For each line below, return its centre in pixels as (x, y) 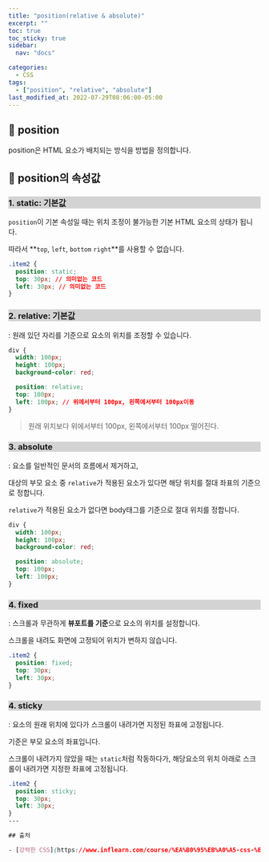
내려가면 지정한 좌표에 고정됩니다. (75, 768)
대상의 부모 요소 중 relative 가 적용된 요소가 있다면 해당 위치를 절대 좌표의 (124, 482)
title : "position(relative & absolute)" (77, 16)
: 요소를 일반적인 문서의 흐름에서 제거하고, (73, 466)
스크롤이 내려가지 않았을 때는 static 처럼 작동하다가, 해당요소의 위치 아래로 (125, 758)
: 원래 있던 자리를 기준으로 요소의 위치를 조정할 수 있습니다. (100, 335)
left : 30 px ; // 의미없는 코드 (61, 287)
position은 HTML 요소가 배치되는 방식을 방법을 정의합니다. (100, 150)
